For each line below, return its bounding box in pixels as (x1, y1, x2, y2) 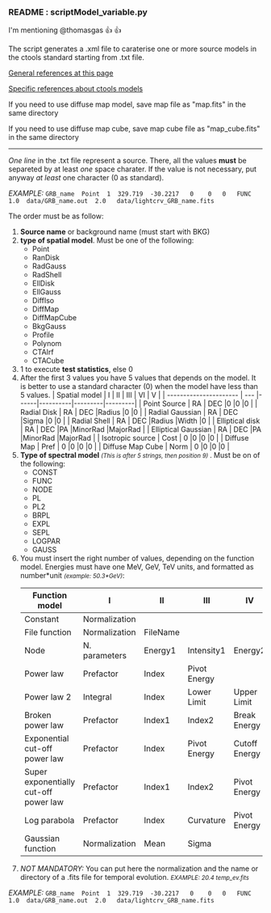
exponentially (23, 776, 76, 788)
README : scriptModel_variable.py (8, 6, 148, 18)
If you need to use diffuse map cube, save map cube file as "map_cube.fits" (8, 124, 261, 133)
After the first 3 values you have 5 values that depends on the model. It (19, 373, 256, 383)
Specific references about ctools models (8, 84, 144, 94)
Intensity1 (187, 645, 226, 657)
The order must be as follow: (8, 211, 104, 221)
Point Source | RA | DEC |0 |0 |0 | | (143, 399, 258, 408)
